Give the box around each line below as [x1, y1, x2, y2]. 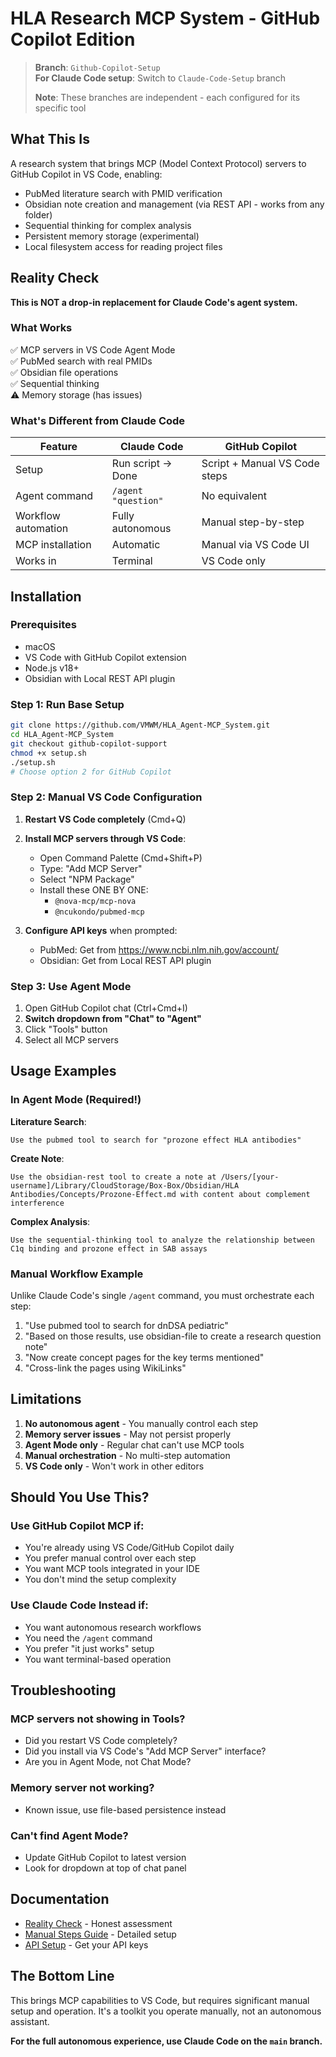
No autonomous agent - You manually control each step [24, 1417, 258, 1429]
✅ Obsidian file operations [10, 366, 119, 378]
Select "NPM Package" [39, 873, 135, 885]
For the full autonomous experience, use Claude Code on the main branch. [10, 2035, 323, 2047]
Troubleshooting [10, 1682, 117, 1699]
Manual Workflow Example [10, 1267, 144, 1281]
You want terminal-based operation [24, 1653, 172, 1665]
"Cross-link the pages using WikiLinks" [24, 1362, 187, 1374]
